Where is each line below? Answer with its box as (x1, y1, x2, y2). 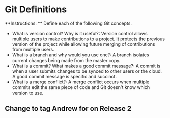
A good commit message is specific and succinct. (12, 73, 117, 79)
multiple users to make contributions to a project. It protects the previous (12, 36, 165, 42)
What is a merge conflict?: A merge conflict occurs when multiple (12, 79, 150, 85)
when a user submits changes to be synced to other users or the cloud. (12, 68, 162, 74)
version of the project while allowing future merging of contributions (12, 41, 155, 47)
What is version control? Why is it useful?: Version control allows (12, 30, 148, 36)
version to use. (12, 90, 44, 96)
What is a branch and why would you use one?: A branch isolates (12, 52, 149, 58)
